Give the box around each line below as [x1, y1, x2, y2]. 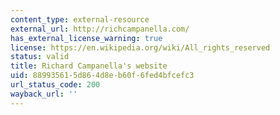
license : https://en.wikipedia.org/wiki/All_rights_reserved [10, 42, 271, 53]
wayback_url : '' [10, 89, 78, 99]
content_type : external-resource [10, 14, 150, 25]
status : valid [10, 52, 70, 62]
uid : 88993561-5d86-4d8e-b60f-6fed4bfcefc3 [10, 71, 195, 81]
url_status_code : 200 [10, 80, 101, 90]
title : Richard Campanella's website [10, 61, 168, 71]
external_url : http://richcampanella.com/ [10, 24, 190, 34]
